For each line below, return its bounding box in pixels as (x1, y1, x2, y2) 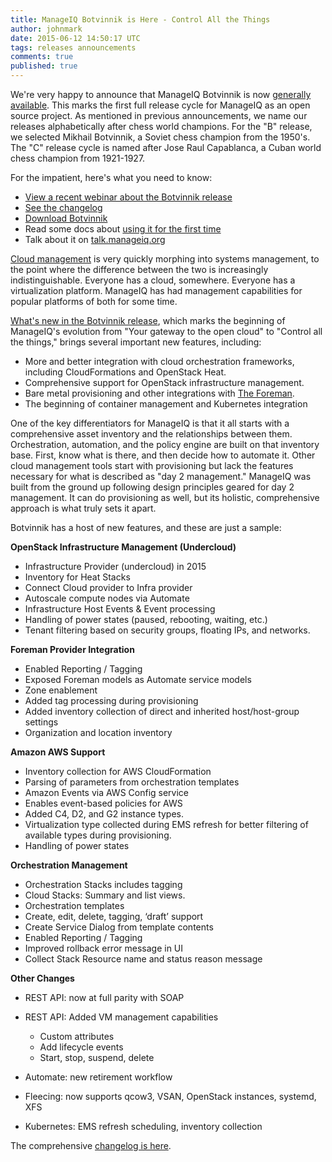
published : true (10, 61, 78, 71)
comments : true (10, 52, 74, 62)
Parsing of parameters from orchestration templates (24, 776, 240, 788)
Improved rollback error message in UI (24, 942, 184, 954)
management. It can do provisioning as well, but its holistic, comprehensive (10, 492, 320, 503)
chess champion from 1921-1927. (10, 152, 146, 164)
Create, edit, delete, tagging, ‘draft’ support (24, 911, 204, 922)
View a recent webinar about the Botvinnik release (24, 191, 233, 203)
